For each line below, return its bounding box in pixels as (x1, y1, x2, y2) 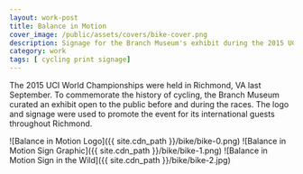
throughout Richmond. (9, 118, 93, 129)
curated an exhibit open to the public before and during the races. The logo (9, 99, 289, 109)
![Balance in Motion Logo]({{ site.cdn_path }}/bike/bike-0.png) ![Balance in (9, 136, 287, 146)
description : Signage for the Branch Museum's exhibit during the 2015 (9, 38, 284, 48)
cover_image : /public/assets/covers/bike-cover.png (9, 30, 207, 39)
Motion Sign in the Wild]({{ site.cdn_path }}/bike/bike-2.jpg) (9, 155, 232, 165)
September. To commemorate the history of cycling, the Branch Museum (9, 89, 280, 100)
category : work (9, 47, 67, 56)
